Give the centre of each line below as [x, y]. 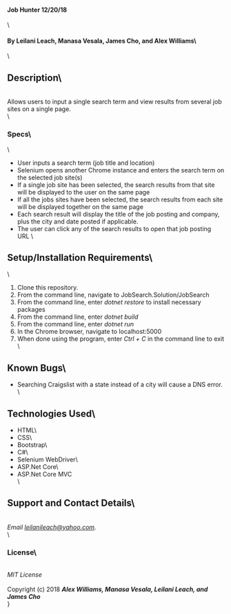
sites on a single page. [39, 109]
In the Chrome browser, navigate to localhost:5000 [89, 332]
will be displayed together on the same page [80, 206]
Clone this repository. [48, 288]
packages [31, 310]
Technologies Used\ [51, 414]
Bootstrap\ [32, 444]
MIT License [25, 575]
